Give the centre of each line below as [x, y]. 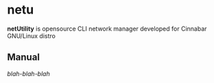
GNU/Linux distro [32, 35]
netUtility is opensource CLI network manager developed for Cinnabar [107, 29]
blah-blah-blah [28, 73]
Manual [23, 57]
